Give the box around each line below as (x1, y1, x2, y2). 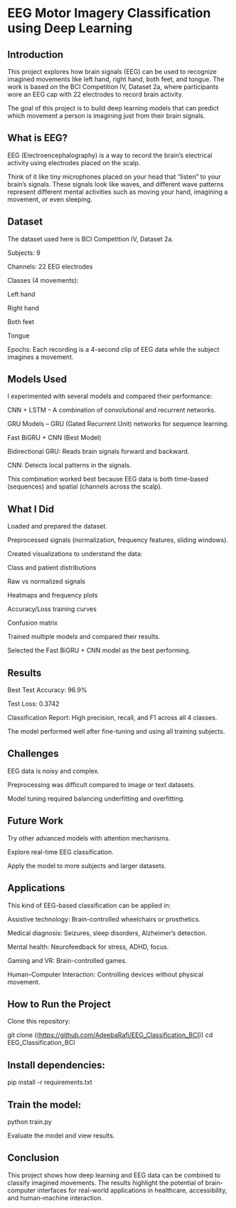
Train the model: (7, 1098, 82, 1110)
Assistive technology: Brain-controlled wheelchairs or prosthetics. (7, 915, 201, 923)
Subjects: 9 (7, 248, 41, 257)
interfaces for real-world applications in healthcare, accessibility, (37, 1186, 227, 1194)
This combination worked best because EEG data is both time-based (7, 475, 208, 484)
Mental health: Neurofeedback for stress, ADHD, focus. (7, 942, 169, 951)
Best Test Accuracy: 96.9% (7, 686, 87, 694)
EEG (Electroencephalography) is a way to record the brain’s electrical (7, 151, 213, 160)
